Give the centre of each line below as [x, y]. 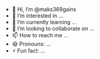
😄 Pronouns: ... [32, 44]
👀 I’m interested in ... [38, 16]
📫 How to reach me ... [40, 35]
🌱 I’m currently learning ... [44, 22]
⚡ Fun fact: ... [28, 51]
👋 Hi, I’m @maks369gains [44, 9]
